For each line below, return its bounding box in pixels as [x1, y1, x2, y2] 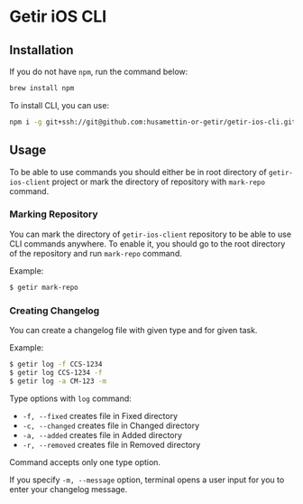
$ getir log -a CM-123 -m [9, 377, 106, 386]
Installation [9, 42, 74, 58]
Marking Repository [9, 208, 98, 220]
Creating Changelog [9, 304, 100, 317]
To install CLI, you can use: [9, 99, 110, 110]
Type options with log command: [9, 393, 133, 404]
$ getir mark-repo [9, 283, 78, 292]
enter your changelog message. [9, 483, 128, 494]
